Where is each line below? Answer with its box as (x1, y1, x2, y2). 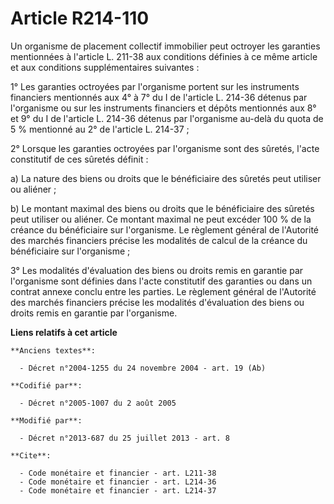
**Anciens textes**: (10, 345, 97, 356)
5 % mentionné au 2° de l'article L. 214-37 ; (10, 123, 190, 135)
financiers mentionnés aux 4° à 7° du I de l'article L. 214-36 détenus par (10, 91, 308, 103)
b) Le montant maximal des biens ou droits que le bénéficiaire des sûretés (10, 202, 315, 214)
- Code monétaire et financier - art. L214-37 (19, 485, 217, 496)
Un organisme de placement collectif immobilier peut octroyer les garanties (10, 40, 321, 52)
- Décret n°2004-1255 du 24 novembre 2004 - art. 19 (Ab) (19, 363, 267, 373)
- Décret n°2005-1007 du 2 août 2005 (19, 398, 177, 408)
